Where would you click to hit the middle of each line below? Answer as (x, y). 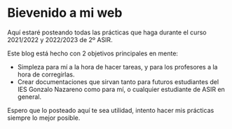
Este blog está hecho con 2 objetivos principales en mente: (93, 53)
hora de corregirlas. (46, 74)
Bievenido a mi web (65, 13)
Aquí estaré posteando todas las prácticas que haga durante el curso (107, 32)
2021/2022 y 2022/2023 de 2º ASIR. (60, 39)
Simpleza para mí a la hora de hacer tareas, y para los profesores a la (117, 67)
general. (29, 97)
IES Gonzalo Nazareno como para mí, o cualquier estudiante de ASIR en (121, 89)
